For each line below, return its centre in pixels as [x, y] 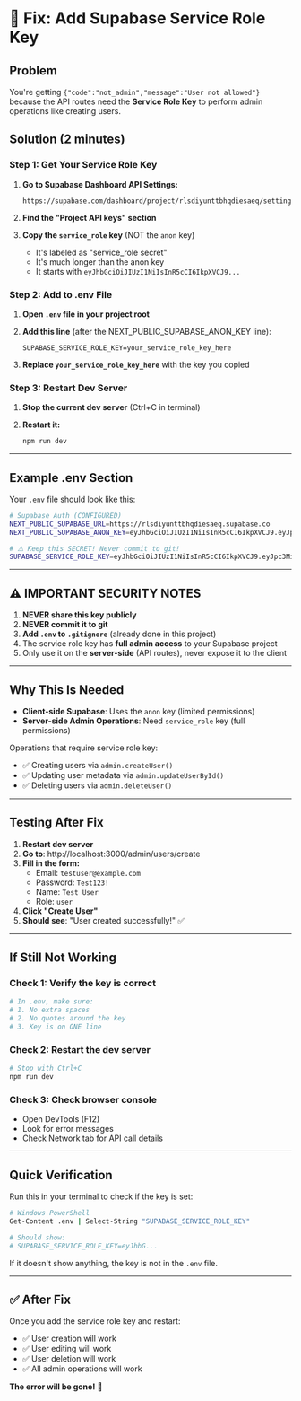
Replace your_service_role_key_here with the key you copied [136, 364]
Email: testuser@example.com [88, 872]
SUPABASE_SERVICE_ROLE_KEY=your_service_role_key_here [127, 348]
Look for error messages [68, 1129]
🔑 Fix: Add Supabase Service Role [138, 18]
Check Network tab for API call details [93, 1138]
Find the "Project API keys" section [89, 217]
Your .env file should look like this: [73, 499]
